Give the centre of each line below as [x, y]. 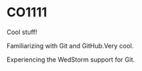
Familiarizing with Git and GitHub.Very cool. [70, 45]
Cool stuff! [22, 32]
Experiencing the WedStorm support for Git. [71, 59]
